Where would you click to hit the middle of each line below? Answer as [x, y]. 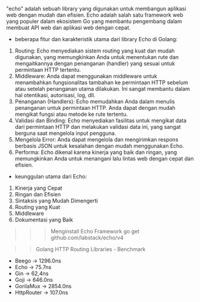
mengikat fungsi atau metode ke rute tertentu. [71, 114]
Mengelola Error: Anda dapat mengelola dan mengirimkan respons [96, 139]
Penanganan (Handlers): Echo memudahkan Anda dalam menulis [95, 101]
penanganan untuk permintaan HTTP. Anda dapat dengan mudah [95, 108]
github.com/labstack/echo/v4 [87, 238]
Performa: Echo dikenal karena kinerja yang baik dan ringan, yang [96, 152]
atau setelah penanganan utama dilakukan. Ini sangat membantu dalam [102, 89]
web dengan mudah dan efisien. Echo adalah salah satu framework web [95, 15]
